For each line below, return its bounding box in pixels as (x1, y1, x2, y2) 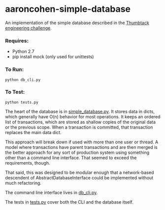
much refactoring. (5, 180, 42, 186)
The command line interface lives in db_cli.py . (5, 189, 98, 195)
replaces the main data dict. (5, 129, 62, 135)
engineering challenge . (5, 25, 52, 31)
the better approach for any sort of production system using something (5, 149, 150, 155)
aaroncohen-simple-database (5, 3, 131, 15)
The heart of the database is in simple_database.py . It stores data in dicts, (5, 108, 155, 114)
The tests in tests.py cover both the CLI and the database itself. (5, 199, 134, 205)
